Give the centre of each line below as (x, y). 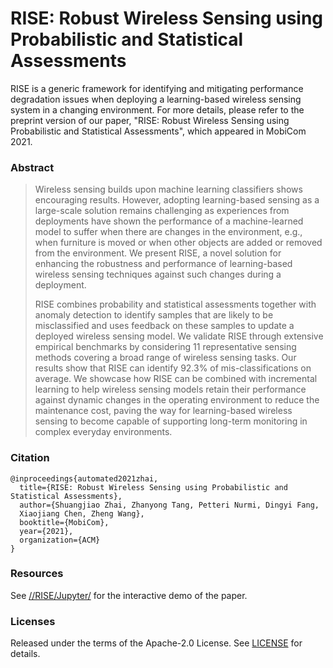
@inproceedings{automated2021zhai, (84, 478)
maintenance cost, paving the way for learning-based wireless (163, 411)
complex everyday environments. (103, 432)
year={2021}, (46, 531)
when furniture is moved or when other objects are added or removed (178, 243)
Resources (37, 574)
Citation (30, 458)
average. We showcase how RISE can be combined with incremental (176, 379)
